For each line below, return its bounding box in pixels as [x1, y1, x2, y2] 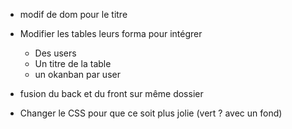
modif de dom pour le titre [19, 9, 128, 20]
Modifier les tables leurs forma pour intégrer [19, 28, 203, 39]
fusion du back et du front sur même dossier [19, 88, 204, 99]
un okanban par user [34, 69, 121, 80]
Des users [34, 47, 77, 59]
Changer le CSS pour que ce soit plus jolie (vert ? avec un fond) [19, 107, 283, 119]
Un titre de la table [34, 58, 112, 69]
